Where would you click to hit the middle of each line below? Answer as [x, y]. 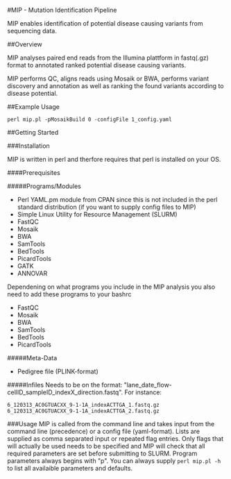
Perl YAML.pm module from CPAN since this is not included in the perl [117, 200]
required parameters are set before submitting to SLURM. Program [102, 453]
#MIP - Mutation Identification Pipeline [62, 10]
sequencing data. [32, 31]
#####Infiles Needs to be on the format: [65, 385]
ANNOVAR [32, 273]
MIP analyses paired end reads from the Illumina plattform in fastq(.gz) [108, 58]
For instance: [143, 392]
